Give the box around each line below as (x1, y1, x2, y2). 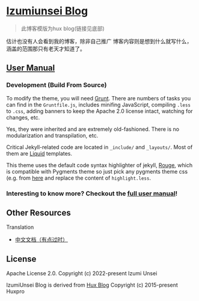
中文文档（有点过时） (14, 236, 68, 243)
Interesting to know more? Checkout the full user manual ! (6, 189, 178, 198)
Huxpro (6, 288, 25, 295)
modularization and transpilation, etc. (6, 132, 99, 139)
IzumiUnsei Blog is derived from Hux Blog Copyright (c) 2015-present (6, 281, 179, 289)
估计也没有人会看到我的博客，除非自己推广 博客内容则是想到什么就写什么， (6, 37, 192, 44)
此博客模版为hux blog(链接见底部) (20, 25, 105, 32)
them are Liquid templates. (6, 150, 73, 157)
